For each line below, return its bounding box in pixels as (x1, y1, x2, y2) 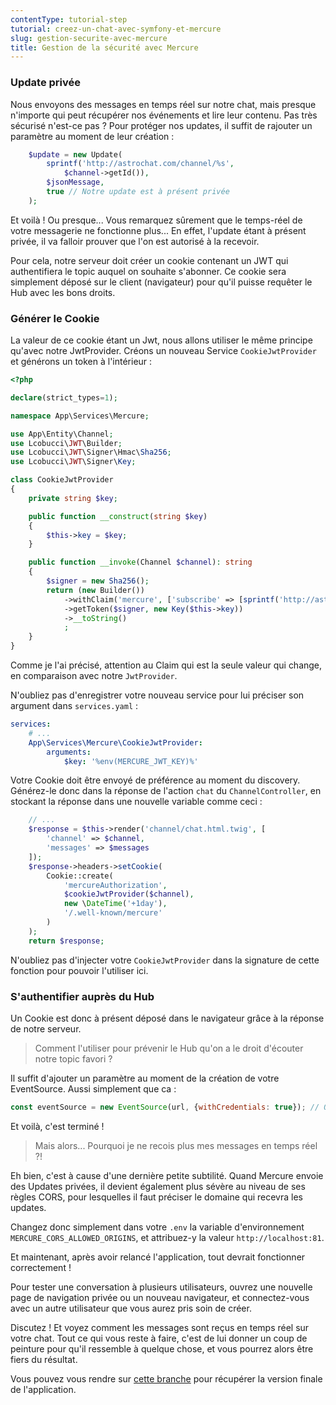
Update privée (10, 76, 82, 90)
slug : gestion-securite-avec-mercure (10, 33, 168, 43)
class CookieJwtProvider (10, 475, 114, 485)
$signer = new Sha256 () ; (46, 576, 150, 586)
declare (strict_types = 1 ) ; (10, 392, 118, 403)
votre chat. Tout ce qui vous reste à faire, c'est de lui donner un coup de (10, 1332, 308, 1344)
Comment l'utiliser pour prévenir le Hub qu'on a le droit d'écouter (34, 1042, 304, 1055)
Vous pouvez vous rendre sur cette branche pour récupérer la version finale (10, 1372, 323, 1385)
